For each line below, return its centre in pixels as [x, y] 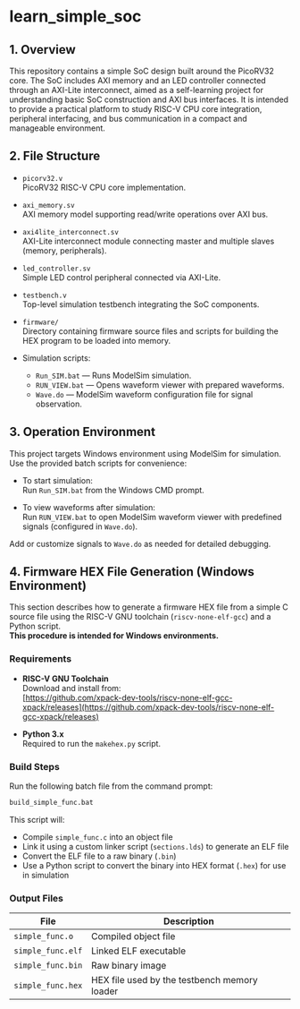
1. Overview [42, 50]
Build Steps [34, 766]
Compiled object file [133, 936]
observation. [58, 404]
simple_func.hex [48, 986]
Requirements [41, 659]
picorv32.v [42, 178]
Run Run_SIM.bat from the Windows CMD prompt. [113, 490]
